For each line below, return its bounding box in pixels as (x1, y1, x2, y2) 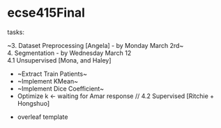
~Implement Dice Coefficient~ (17, 84, 105, 93)
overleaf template (17, 113, 68, 121)
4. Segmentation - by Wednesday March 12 (7, 49, 132, 57)
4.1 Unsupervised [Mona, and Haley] (7, 56, 112, 64)
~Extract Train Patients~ (17, 70, 87, 78)
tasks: (7, 28, 25, 36)
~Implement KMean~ (17, 77, 79, 85)
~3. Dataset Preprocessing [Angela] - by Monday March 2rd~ (7, 41, 184, 49)
